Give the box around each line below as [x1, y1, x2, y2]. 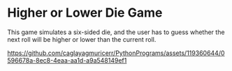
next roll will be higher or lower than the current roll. [7, 35, 157, 43]
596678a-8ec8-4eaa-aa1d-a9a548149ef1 [7, 56, 127, 64]
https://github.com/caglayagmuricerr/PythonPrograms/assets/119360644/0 [7, 49, 225, 57]
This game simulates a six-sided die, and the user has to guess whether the [7, 28, 225, 36]
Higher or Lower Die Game [7, 5, 163, 21]
